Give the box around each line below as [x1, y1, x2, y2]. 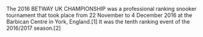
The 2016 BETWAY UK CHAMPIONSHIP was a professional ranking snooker [6, 5, 197, 12]
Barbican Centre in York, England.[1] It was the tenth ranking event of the [6, 18, 190, 25]
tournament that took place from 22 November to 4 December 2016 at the [6, 12, 193, 19]
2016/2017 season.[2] [6, 24, 61, 32]
